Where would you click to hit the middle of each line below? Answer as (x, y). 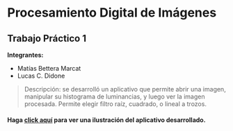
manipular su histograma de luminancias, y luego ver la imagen (114, 96)
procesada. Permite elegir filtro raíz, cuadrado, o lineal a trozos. (115, 104)
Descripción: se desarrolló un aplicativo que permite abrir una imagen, (125, 89)
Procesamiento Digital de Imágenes (112, 13)
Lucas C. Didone (41, 76)
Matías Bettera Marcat (49, 68)
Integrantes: (25, 55)
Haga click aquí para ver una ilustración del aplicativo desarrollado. (107, 120)
